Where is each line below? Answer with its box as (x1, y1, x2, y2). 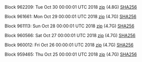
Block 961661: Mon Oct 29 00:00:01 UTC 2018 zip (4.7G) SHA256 (4, 14, 137, 19)
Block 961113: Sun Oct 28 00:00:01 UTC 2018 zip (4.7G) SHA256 (4, 23, 135, 29)
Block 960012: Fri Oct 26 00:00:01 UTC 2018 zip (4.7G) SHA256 (4, 42, 134, 48)
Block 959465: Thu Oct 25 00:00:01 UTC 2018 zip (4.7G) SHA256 (4, 51, 137, 57)
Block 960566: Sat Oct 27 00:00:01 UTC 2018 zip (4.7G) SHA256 (4, 33, 136, 38)
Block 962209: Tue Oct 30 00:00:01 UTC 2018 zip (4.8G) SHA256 (4, 4, 138, 10)
